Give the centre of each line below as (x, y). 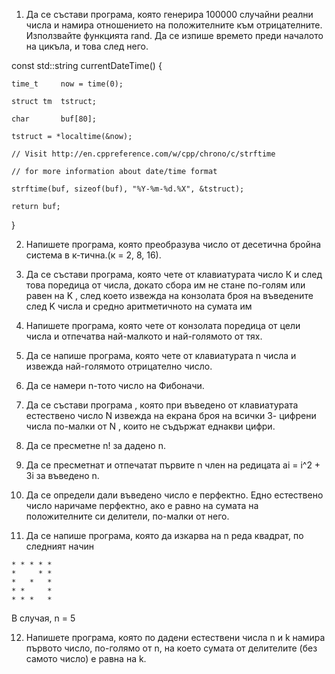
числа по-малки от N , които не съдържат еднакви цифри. (150, 426)
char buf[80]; (54, 119)
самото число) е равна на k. (86, 658)
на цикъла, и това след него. (87, 46)
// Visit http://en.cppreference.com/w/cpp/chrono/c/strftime (143, 154)
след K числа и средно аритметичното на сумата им (139, 306)
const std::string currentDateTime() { (87, 65)
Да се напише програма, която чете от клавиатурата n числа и (161, 355)
